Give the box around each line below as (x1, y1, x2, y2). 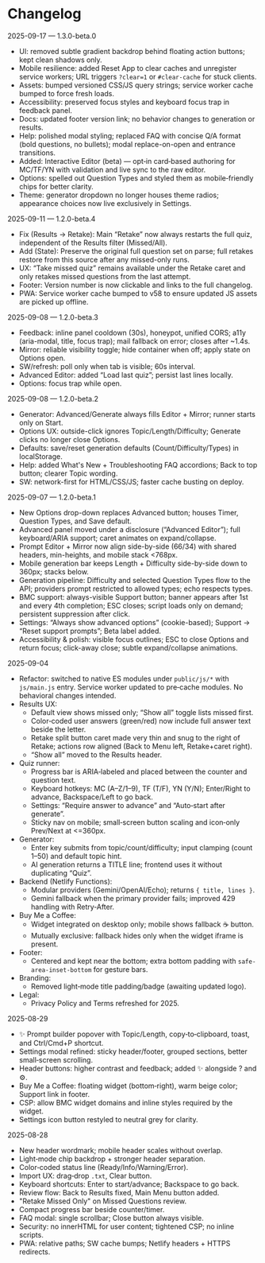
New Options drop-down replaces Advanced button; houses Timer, (18, 507, 239, 517)
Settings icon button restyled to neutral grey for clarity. (18, 1114, 198, 1124)
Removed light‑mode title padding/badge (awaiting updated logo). (30, 981, 247, 991)
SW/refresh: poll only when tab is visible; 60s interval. (18, 361, 196, 371)
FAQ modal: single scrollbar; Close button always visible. (18, 1213, 204, 1222)
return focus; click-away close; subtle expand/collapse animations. (18, 643, 239, 652)
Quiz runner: (18, 758, 60, 768)
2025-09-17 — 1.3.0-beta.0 (7, 31, 97, 41)
